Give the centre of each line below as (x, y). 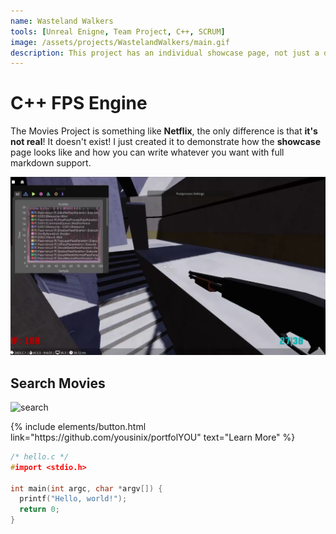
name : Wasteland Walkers (62, 21)
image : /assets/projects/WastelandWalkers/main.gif (120, 42)
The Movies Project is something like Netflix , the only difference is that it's (164, 131)
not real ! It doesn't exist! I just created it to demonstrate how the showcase (165, 142)
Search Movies (58, 383)
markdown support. (51, 163)
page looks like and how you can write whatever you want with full (147, 152)
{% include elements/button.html (78, 426)
